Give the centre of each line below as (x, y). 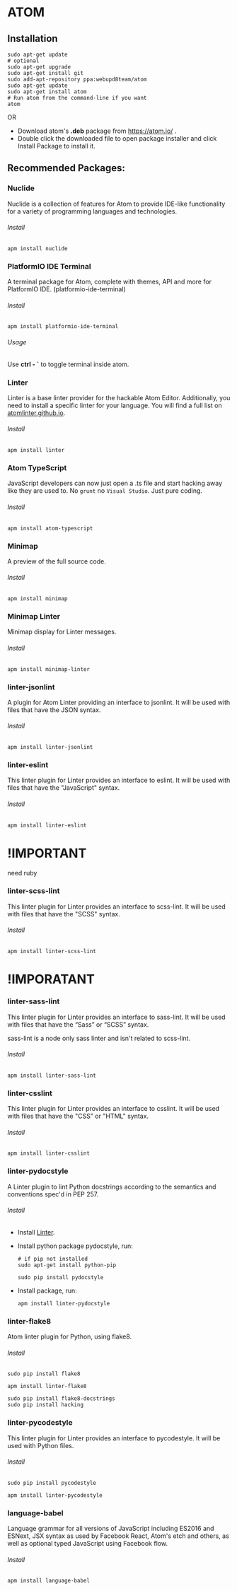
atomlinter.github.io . (36, 413)
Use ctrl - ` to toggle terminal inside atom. (68, 364)
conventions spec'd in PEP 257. (53, 1194)
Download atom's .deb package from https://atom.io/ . (97, 131)
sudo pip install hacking (45, 1405)
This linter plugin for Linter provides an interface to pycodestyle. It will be (114, 1438)
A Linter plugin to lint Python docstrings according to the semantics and (112, 1187)
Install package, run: (47, 1290)
